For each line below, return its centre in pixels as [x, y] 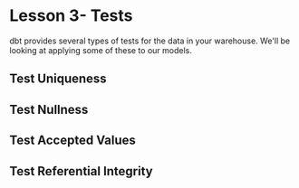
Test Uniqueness [58, 79]
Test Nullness [49, 109]
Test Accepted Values [72, 141]
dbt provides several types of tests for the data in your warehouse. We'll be [150, 41]
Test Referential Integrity [81, 171]
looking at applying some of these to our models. [101, 50]
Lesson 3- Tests [71, 16]
